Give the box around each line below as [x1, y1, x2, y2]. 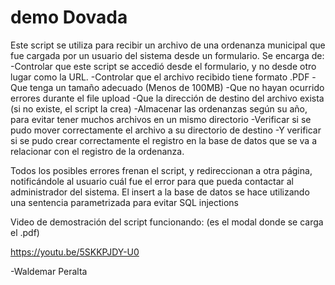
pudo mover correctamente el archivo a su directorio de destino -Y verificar [10, 124, 322, 136]
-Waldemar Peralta [10, 265, 88, 277]
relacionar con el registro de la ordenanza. [10, 145, 185, 157]
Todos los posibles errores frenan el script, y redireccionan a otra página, [10, 164, 313, 176]
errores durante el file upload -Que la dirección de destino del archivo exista [10, 92, 325, 104]
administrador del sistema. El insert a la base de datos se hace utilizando [10, 186, 310, 198]
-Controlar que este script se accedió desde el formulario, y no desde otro [10, 60, 317, 72]
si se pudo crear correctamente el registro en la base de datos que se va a [10, 134, 317, 146]
